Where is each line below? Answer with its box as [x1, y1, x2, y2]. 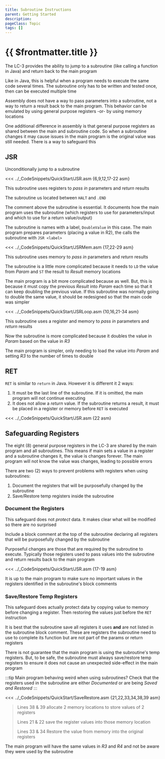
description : [5, 16, 32, 21]
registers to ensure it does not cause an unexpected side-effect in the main [5, 660, 158, 666]
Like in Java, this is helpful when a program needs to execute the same [5, 78, 149, 84]
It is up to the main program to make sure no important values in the [5, 575, 143, 581]
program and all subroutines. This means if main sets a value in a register [5, 448, 154, 454]
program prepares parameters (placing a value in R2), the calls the [5, 230, 140, 235]
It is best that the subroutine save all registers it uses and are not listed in [5, 624, 154, 630]
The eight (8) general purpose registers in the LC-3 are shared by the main [5, 442, 157, 448]
